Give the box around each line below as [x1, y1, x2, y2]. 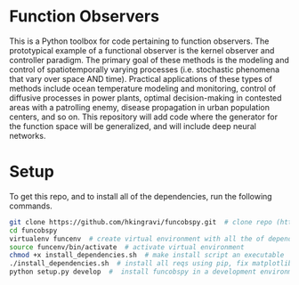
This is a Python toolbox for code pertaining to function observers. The [9, 36, 270, 46]
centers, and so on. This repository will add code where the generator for [9, 111, 279, 122]
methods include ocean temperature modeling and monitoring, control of [9, 83, 277, 94]
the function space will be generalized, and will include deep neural [9, 120, 256, 131]
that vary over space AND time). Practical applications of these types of [9, 73, 273, 84]
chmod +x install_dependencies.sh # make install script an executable [9, 251, 285, 260]
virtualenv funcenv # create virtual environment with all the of [9, 234, 265, 243]
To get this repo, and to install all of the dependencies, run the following [9, 191, 273, 201]
